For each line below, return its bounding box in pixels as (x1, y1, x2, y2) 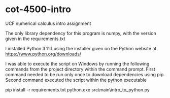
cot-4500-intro (5, 4, 71, 15)
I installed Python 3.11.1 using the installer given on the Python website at (5, 45, 157, 51)
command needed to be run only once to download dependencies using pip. (5, 71, 165, 77)
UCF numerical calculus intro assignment (5, 20, 91, 26)
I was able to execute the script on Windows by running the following (5, 60, 150, 67)
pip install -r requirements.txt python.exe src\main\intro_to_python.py (5, 86, 150, 92)
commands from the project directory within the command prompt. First (5, 66, 156, 72)
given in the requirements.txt (5, 36, 65, 42)
